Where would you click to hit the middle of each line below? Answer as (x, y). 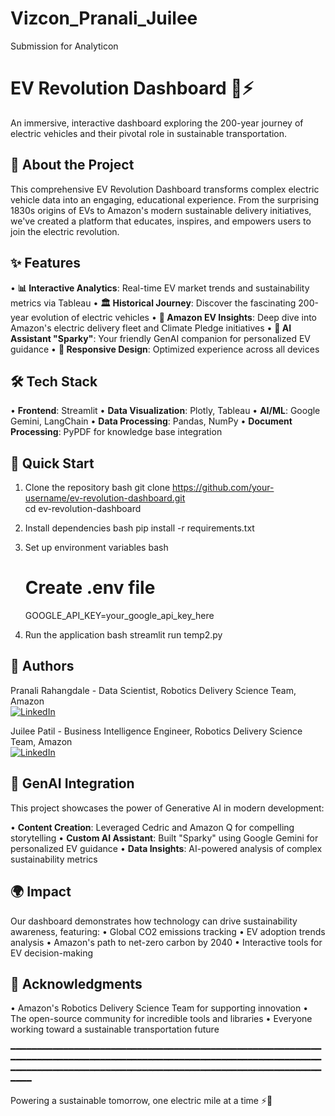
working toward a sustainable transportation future (115, 1029)
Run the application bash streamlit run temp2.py (123, 635)
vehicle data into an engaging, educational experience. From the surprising (165, 199)
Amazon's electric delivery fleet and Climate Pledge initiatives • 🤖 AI (151, 328)
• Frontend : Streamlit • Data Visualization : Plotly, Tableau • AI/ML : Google (165, 411)
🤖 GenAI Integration (72, 783)
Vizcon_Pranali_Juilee (104, 18)
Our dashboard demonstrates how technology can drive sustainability (154, 921)
